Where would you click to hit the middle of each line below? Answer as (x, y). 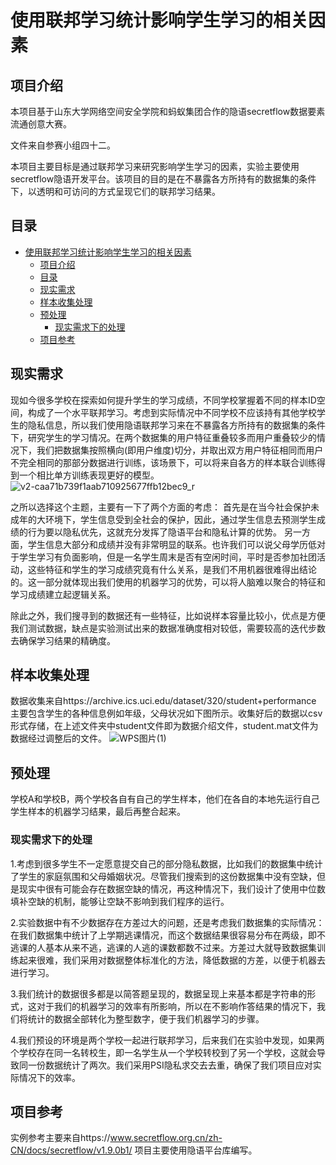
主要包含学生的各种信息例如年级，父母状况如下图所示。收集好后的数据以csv (166, 713)
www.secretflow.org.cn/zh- (166, 1138)
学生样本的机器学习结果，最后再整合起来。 (98, 812)
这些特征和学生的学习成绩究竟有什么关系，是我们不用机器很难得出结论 (172, 569)
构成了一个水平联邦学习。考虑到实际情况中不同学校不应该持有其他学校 (172, 412)
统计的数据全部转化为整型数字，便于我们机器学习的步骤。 (146, 1018)
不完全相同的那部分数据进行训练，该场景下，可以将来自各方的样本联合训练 (163, 462)
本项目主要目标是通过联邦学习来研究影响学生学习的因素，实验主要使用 (155, 166)
